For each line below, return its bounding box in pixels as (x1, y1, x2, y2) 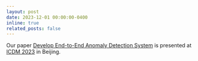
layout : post (6, 8, 39, 15)
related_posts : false (6, 25, 61, 32)
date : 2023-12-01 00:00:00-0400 (6, 14, 88, 20)
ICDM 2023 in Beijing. (6, 48, 61, 56)
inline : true (6, 20, 39, 26)
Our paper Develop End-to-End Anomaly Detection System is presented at (6, 42, 192, 49)
